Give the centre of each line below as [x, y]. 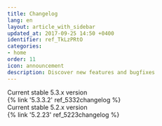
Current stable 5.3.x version [47, 92]
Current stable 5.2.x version [47, 107]
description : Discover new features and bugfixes [81, 72]
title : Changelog [33, 14]
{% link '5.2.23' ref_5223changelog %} [63, 114]
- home [17, 53]
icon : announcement [36, 66]
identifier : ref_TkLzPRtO [45, 40]
